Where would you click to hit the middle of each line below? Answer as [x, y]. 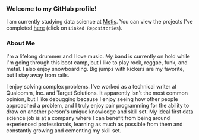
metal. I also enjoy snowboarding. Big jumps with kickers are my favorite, [95, 69]
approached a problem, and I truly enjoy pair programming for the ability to [98, 105]
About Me [21, 43]
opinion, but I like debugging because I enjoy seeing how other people [92, 99]
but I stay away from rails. [38, 75]
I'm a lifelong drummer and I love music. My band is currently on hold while [98, 56]
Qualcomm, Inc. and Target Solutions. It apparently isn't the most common [97, 93]
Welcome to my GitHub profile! [51, 9]
